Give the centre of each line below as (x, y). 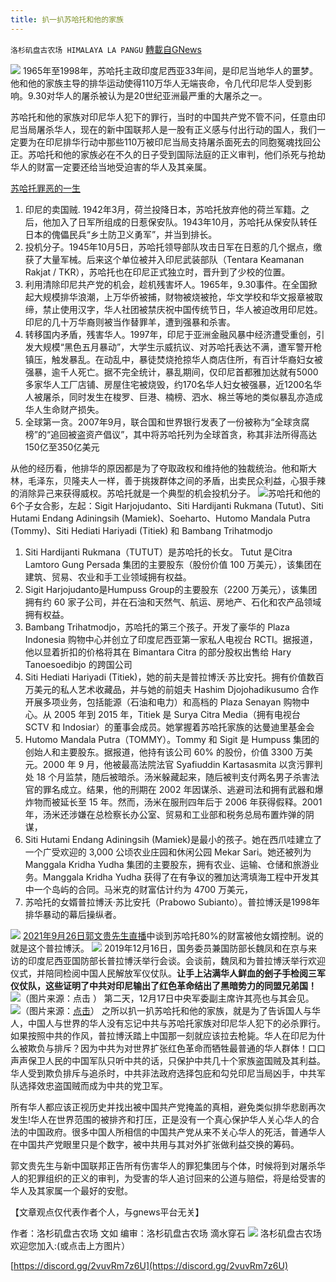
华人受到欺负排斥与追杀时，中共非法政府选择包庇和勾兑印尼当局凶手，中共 (163, 1073)
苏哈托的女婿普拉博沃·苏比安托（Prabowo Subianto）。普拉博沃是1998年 (172, 902)
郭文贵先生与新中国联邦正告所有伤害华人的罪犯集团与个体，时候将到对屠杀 (163, 1165)
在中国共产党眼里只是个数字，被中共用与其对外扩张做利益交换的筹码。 (155, 1144)
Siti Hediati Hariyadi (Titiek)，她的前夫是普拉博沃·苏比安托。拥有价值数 (170, 677)
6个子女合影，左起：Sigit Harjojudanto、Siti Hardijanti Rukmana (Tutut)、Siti (167, 505)
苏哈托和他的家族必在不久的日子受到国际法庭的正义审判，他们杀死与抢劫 (176, 154)
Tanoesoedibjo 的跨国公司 (78, 664)
